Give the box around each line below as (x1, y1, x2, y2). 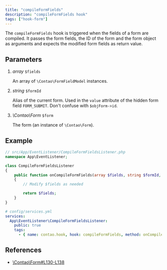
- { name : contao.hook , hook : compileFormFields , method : (18, 232, 141, 237)
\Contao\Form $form (12, 113, 54, 119)
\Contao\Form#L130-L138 (12, 259, 65, 265)
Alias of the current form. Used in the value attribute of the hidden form (12, 98, 159, 104)
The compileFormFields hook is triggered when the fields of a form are (5, 30, 149, 36)
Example (5, 136, 33, 145)
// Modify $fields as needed (23, 182, 83, 187)
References (5, 246, 42, 255)
